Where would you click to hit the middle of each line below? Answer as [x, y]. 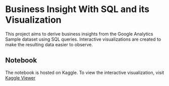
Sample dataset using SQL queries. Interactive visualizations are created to [83, 39]
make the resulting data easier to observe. [49, 44]
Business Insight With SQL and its [77, 9]
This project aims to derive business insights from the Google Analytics [79, 34]
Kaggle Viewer [20, 78]
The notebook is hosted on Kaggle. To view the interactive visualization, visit [85, 72]
